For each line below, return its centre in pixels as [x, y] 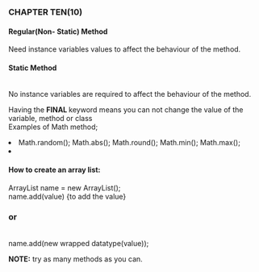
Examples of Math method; [53, 127]
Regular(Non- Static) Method [58, 31]
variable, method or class [50, 119]
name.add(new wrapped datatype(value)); [79, 243]
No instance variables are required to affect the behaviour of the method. [130, 94]
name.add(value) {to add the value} [67, 196]
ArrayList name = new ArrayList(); [65, 187]
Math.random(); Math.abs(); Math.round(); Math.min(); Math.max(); [129, 143]
